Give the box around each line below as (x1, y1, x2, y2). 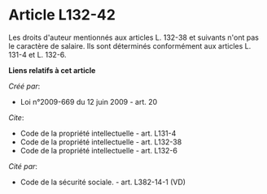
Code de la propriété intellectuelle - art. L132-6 (20, 145, 177, 155)
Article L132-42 (8, 6, 116, 24)
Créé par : (8, 81, 41, 91)
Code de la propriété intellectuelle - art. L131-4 (20, 128, 177, 138)
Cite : (8, 112, 24, 123)
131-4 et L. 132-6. (8, 50, 67, 59)
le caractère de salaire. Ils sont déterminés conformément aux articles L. (8, 41, 252, 50)
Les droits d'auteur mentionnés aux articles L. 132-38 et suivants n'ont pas (8, 32, 259, 42)
